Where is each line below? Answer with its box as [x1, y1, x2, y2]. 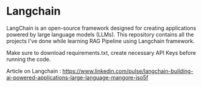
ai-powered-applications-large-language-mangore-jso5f [6, 74, 148, 81]
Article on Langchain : [6, 67, 61, 74]
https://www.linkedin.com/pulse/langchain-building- [62, 67, 193, 74]
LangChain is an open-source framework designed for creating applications [6, 24, 197, 32]
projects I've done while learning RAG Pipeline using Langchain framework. [6, 37, 195, 44]
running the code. [6, 55, 51, 63]
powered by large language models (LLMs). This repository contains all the [6, 30, 194, 38]
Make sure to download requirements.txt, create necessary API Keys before [6, 49, 197, 56]
